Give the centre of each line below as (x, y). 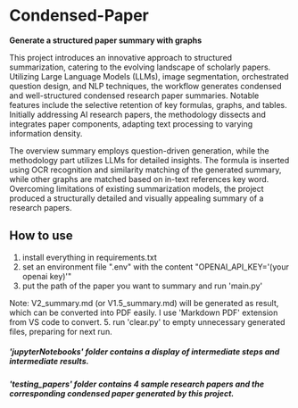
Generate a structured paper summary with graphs (106, 40)
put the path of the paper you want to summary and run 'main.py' (142, 286)
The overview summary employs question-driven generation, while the (139, 150)
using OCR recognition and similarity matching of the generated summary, (145, 170)
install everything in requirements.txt (90, 257)
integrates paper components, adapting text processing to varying (131, 124)
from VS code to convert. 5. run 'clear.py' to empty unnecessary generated (147, 321)
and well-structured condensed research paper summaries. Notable (134, 96)
